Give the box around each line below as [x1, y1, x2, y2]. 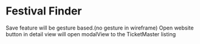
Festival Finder [5, 4, 83, 18]
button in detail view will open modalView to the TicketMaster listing [5, 30, 176, 37]
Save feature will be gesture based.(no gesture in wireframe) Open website [5, 24, 194, 31]
